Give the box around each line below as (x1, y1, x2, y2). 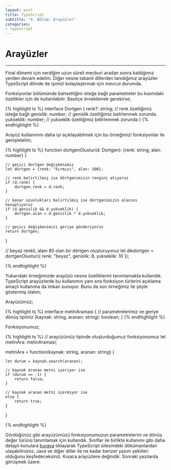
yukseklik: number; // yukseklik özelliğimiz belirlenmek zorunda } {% (5, 116, 149, 122)
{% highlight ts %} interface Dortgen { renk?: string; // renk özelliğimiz (5, 106, 152, 112)
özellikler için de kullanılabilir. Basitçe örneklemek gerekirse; (5, 96, 131, 102)
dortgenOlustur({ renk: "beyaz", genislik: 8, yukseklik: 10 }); (5, 253, 130, 259)
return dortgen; (5, 229, 40, 234)
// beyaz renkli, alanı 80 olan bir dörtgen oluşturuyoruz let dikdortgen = (5, 247, 154, 254)
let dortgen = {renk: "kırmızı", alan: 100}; (5, 167, 103, 172)
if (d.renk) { (5, 180, 36, 185)
